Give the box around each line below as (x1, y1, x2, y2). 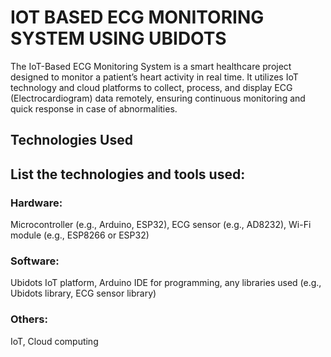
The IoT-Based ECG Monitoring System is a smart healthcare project (10, 60, 292, 72)
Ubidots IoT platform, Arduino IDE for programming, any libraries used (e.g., (10, 277, 322, 289)
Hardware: (10, 196, 63, 210)
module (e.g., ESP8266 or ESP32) (10, 229, 150, 241)
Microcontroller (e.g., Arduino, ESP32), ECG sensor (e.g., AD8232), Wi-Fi (10, 219, 312, 231)
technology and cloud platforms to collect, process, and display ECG (10, 81, 293, 93)
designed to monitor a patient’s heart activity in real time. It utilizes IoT (10, 71, 299, 83)
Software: (10, 254, 60, 268)
